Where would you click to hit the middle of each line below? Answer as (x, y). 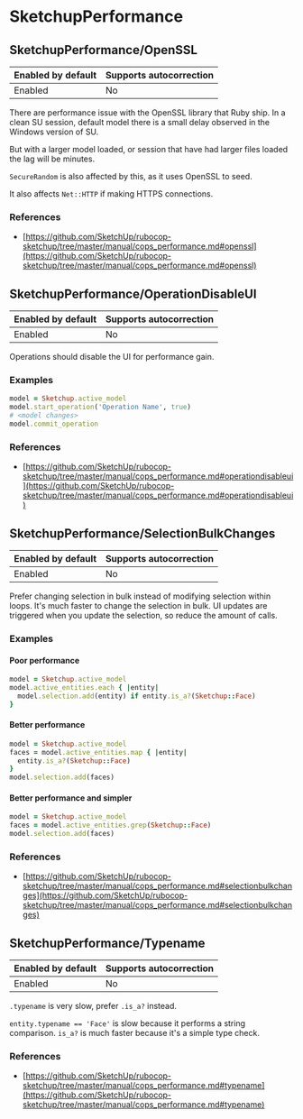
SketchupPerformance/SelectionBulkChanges (142, 533)
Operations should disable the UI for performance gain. (112, 357)
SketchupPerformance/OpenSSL (104, 50)
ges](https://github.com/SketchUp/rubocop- (105, 895)
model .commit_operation (54, 424)
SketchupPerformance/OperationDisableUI (133, 294)
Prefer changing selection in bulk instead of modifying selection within (140, 596)
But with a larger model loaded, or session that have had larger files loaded (149, 149)
